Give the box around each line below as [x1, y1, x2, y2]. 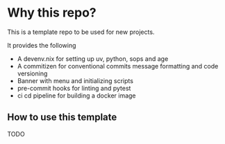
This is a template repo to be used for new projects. [7, 28, 155, 36]
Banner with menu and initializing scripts [17, 76, 134, 84]
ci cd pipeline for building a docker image [17, 91, 137, 100]
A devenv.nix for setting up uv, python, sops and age [17, 54, 169, 63]
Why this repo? [7, 5, 97, 21]
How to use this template [7, 111, 117, 123]
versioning [17, 69, 48, 78]
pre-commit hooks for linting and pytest [17, 84, 131, 92]
